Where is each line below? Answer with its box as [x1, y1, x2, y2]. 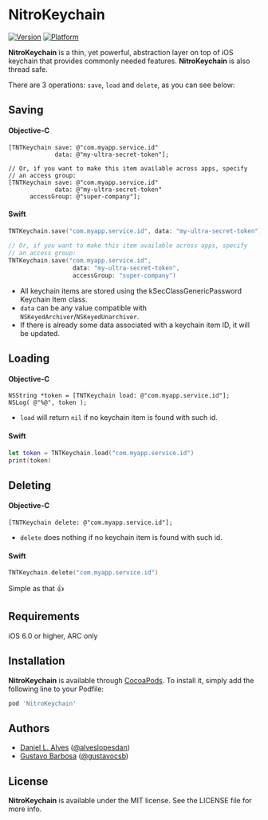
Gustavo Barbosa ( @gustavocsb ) [19, 751, 129, 761]
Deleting [8, 478, 52, 492]
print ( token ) [8, 456, 52, 465]
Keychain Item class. [19, 294, 88, 304]
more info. [8, 804, 42, 814]
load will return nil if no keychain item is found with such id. [19, 413, 218, 422]
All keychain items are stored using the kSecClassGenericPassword [19, 286, 242, 295]
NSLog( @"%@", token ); [8, 398, 88, 407]
